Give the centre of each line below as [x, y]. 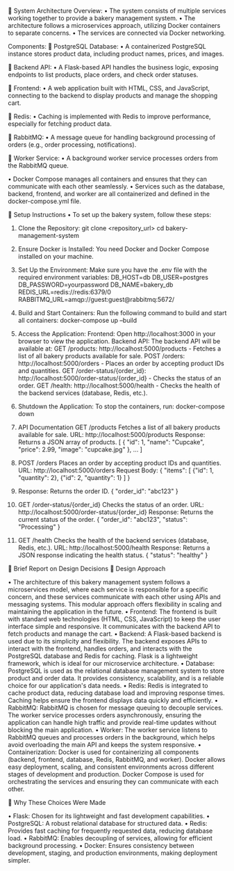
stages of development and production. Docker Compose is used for [106, 774]
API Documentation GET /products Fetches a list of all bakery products [119, 427]
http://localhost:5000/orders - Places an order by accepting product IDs [121, 363]
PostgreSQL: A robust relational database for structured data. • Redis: [108, 823]
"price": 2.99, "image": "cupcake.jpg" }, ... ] [80, 449]
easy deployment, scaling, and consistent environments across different [111, 767]
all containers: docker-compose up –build [77, 320]
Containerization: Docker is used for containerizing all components [103, 752]
